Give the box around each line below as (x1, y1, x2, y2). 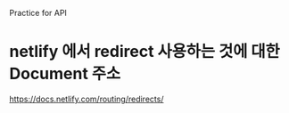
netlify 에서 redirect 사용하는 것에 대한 (9, 42, 281, 61)
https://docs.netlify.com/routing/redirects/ (9, 93, 164, 104)
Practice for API (9, 8, 67, 18)
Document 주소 (9, 64, 121, 84)
